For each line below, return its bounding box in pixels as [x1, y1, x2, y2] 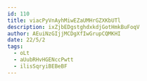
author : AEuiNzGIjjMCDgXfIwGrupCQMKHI [7, 30, 121, 37]
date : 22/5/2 [7, 37, 46, 44]
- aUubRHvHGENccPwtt [13, 56, 74, 63]
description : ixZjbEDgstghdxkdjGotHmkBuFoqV [7, 23, 140, 30]
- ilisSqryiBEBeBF [13, 63, 68, 70]
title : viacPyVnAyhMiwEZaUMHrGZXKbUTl [7, 17, 121, 24]
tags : [7, 43, 23, 50]
